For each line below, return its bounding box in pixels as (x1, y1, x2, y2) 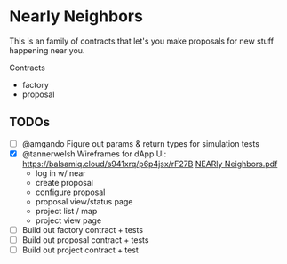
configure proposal (35, 187, 106, 197)
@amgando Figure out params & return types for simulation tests (21, 138, 260, 148)
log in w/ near (35, 167, 86, 179)
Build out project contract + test (21, 244, 140, 255)
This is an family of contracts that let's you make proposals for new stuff (9, 36, 274, 46)
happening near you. (9, 44, 85, 55)
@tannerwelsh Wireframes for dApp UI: (21, 148, 167, 159)
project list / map (35, 205, 98, 216)
